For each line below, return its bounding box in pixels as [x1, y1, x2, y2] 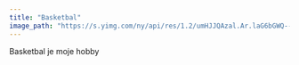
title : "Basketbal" [9, 12, 82, 22]
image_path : [9, 21, 53, 30]
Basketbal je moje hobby [9, 45, 100, 56]
